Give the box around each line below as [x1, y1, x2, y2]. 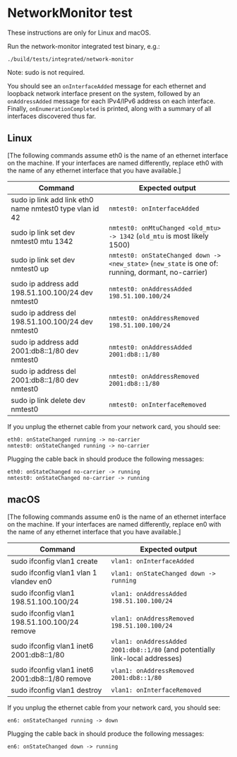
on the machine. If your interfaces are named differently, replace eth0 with [7, 158, 224, 167]
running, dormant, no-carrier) [109, 267, 208, 277]
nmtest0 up [11, 264, 49, 274]
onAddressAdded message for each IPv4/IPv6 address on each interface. [7, 97, 216, 105]
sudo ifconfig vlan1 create [11, 556, 98, 566]
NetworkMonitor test [7, 5, 133, 21]
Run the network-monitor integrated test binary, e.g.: [7, 42, 160, 50]
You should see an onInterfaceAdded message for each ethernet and [7, 81, 207, 90]
